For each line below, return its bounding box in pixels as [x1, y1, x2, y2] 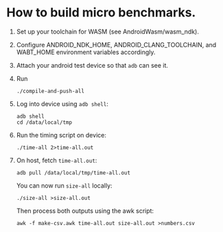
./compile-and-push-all [16, 88, 85, 94]
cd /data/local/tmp [16, 118, 73, 126]
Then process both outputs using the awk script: [16, 207, 154, 215]
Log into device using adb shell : [16, 99, 109, 107]
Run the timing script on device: [16, 131, 107, 139]
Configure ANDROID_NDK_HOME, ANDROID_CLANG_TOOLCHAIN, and [16, 40, 217, 49]
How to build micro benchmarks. [6, 5, 196, 21]
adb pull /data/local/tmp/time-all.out [16, 169, 131, 176]
